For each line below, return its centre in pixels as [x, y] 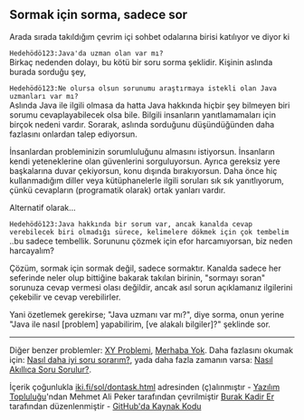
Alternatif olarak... [43, 207]
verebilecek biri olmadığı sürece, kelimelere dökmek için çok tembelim [149, 232]
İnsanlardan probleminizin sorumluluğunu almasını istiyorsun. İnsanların [142, 151]
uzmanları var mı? [44, 96]
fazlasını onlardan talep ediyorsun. [73, 134]
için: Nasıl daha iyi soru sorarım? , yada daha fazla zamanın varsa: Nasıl [141, 359]
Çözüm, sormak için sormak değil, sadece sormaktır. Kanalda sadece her [146, 268]
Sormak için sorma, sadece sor [99, 15]
